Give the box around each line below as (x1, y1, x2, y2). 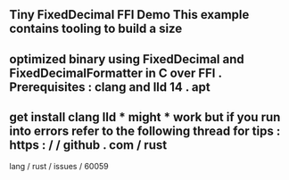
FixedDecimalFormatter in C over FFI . (9, 65, 222, 80)
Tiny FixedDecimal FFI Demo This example (9, 7, 250, 22)
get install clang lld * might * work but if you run (9, 110, 281, 125)
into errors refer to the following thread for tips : (9, 123, 281, 138)
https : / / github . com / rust (9, 137, 168, 152)
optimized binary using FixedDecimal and (9, 52, 244, 67)
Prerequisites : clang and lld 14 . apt (9, 79, 211, 94)
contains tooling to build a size (9, 21, 183, 37)
